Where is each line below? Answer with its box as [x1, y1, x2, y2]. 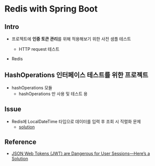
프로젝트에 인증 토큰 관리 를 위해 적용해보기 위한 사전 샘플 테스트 [11, 36, 131, 41]
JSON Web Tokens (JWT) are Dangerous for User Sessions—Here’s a [11, 151, 150, 156]
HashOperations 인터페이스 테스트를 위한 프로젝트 [4, 71, 148, 79]
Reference [4, 138, 37, 146]
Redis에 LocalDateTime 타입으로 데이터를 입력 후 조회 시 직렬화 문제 [11, 118, 141, 124]
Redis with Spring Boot [4, 3, 98, 14]
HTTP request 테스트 [18, 46, 60, 52]
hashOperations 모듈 [11, 84, 53, 90]
